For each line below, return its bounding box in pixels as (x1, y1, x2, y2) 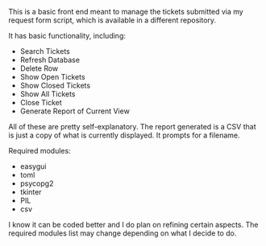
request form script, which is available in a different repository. (8, 15, 216, 25)
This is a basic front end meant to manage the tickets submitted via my (8, 7, 243, 16)
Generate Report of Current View (19, 106, 131, 116)
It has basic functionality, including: (8, 31, 127, 40)
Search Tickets (19, 47, 70, 55)
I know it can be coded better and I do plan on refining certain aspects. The (8, 220, 259, 229)
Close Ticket (19, 98, 62, 107)
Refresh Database (19, 55, 81, 64)
